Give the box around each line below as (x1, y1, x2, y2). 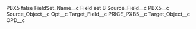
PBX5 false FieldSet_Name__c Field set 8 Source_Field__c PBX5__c (6, 5, 169, 11)
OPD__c (6, 17, 25, 24)
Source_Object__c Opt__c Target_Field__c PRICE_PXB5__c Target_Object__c (6, 10, 191, 17)
